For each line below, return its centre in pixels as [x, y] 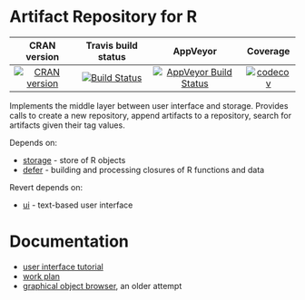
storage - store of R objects [74, 160]
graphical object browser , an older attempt [102, 285]
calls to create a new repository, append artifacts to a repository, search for [151, 115]
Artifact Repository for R [103, 17]
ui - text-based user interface [78, 205]
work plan [41, 276]
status [112, 56]
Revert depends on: [46, 187]
